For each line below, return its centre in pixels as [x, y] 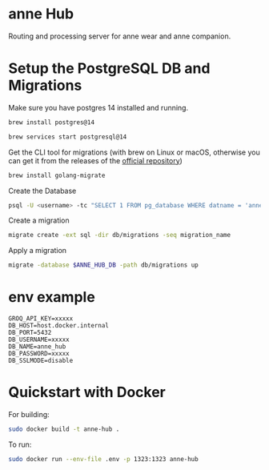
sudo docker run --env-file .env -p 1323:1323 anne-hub [103, 459]
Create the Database [42, 191]
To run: [20, 444]
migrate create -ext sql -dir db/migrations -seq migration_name [119, 235]
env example [52, 297]
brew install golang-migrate [57, 175]
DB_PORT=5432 [30, 333]
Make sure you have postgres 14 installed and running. [98, 107]
